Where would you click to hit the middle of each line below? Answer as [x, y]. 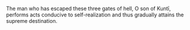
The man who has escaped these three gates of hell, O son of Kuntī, [89, 9]
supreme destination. [32, 21]
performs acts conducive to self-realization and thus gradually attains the [95, 15]
